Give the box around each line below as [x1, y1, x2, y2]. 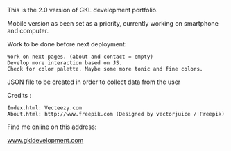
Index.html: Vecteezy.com [7, 105, 82, 112]
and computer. [7, 27, 49, 35]
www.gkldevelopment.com [7, 136, 84, 144]
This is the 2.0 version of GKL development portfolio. [7, 6, 158, 14]
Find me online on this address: [7, 123, 97, 131]
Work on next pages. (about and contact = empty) [7, 53, 154, 60]
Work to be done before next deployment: [7, 40, 127, 48]
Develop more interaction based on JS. [7, 60, 123, 66]
